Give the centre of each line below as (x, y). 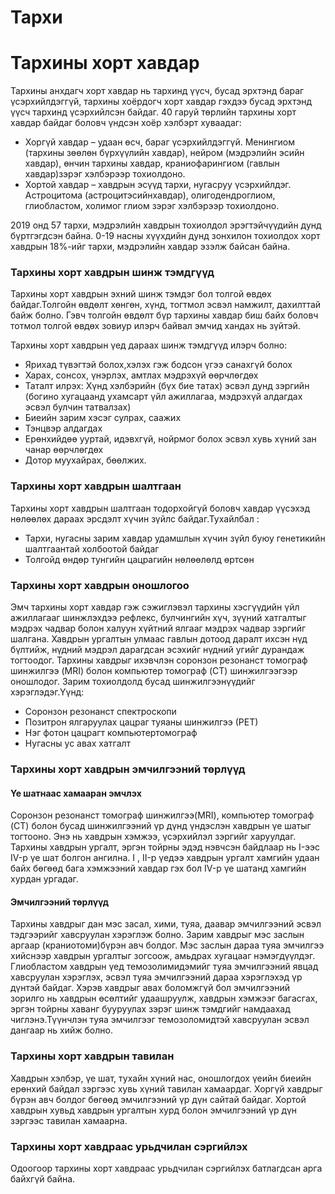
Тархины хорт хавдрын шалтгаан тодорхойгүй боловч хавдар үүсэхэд (160, 508)
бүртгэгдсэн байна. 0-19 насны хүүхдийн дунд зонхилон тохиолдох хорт (165, 236)
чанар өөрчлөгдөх (64, 450)
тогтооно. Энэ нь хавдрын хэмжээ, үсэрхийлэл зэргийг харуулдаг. (153, 837)
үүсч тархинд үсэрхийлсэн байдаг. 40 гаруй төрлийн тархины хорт (153, 112)
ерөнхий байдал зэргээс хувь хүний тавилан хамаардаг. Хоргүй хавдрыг (166, 1088)
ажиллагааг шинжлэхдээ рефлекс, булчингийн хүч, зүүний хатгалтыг (158, 618)
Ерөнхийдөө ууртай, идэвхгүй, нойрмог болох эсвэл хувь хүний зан (170, 439)
